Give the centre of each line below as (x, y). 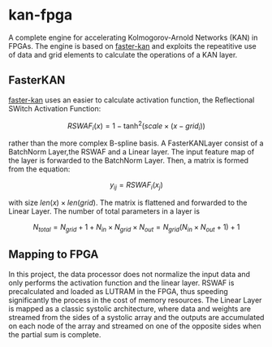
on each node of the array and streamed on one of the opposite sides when (135, 326)
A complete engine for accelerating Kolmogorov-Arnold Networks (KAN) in (133, 37)
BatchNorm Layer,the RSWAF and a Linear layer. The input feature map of (132, 152)
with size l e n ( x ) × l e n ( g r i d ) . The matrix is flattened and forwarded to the (128, 202)
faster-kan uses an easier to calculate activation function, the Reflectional (132, 100)
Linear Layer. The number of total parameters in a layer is (104, 211)
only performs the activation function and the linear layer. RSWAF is (121, 283)
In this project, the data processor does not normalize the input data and (129, 274)
